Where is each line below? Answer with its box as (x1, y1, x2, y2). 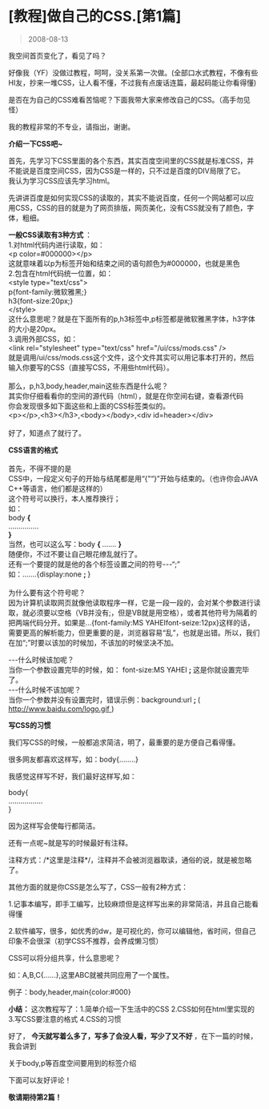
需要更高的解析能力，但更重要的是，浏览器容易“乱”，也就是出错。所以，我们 (8, 628, 260, 637)
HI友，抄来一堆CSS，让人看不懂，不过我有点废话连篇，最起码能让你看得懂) (8, 78, 257, 87)
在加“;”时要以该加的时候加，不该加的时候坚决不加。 (8, 637, 179, 647)
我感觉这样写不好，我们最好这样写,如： (8, 771, 138, 781)
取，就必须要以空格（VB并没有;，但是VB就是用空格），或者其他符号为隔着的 (8, 608, 258, 617)
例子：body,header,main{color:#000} (8, 986, 131, 997)
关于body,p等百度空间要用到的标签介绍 (8, 1058, 137, 1067)
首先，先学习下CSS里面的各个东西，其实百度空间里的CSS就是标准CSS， (8, 155, 247, 165)
